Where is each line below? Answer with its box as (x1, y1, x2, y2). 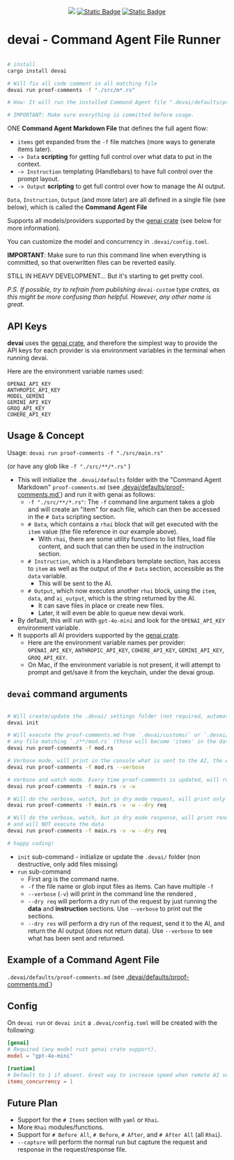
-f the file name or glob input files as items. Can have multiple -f (27, 882, 214, 890)
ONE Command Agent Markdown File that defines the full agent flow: (7, 124, 208, 132)
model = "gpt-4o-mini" (7, 1053, 73, 1060)
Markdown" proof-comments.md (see (17, 483, 120, 491)
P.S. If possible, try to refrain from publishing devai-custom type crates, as (7, 286, 220, 294)
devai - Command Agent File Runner (7, 32, 221, 48)
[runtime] (7, 1065, 36, 1072)
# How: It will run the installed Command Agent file (7, 99, 167, 106)
